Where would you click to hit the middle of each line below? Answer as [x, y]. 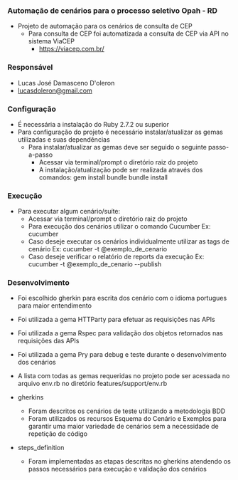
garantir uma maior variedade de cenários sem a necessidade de [123, 427]
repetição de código [58, 434]
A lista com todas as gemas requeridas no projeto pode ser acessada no [124, 376]
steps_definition [41, 448]
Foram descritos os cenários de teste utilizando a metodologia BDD [127, 411]
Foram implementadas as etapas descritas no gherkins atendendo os [129, 461]
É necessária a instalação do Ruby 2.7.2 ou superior [93, 124]
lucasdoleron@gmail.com [55, 90]
